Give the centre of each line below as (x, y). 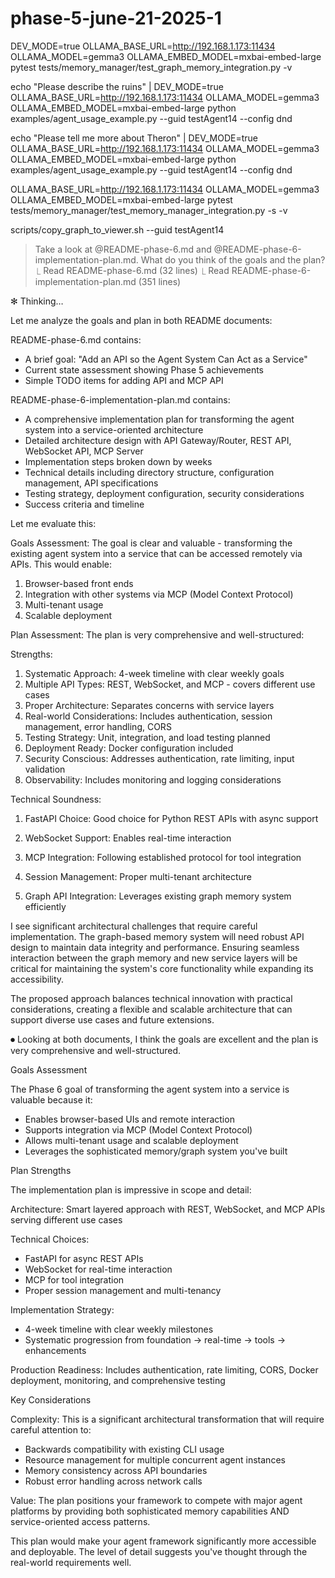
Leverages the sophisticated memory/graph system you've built (156, 1151)
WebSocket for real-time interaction (98, 1269)
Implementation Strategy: (62, 1309)
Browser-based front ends (79, 583)
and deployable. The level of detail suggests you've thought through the (159, 1551)
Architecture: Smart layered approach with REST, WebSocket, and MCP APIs (168, 1209)
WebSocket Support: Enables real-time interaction (128, 838)
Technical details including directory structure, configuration (149, 472)
